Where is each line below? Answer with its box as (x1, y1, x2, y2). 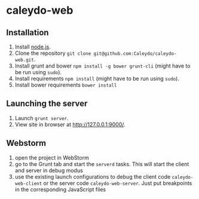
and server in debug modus (14, 167, 84, 174)
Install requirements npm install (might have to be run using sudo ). (14, 75, 179, 82)
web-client (14, 180, 42, 186)
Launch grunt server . (14, 114, 69, 121)
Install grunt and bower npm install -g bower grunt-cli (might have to (14, 62, 191, 69)
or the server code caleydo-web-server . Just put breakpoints (43, 179, 192, 186)
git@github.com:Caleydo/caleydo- (93, 51, 177, 57)
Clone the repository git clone (14, 50, 91, 57)
